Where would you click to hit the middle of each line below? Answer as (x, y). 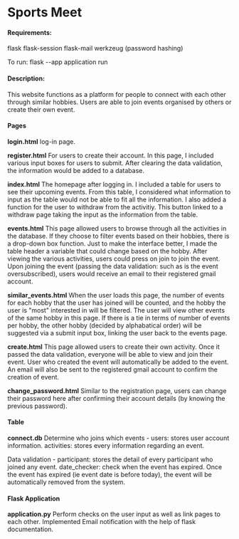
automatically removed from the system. (67, 482)
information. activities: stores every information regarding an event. (106, 445)
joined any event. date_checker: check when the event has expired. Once (115, 467)
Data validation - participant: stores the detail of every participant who (110, 459)
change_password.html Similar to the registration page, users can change (117, 391)
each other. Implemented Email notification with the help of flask (102, 522)
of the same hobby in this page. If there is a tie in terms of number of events (119, 318)
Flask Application (34, 498)
